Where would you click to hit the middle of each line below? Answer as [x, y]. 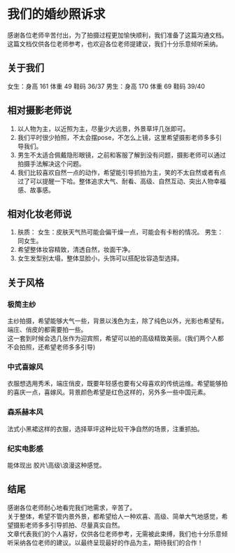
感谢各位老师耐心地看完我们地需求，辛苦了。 [72, 507]
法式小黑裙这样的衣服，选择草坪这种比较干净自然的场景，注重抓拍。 [105, 428]
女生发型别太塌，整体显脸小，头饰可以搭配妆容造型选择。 [100, 258]
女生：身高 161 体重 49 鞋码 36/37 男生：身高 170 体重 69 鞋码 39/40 [106, 86]
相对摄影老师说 [40, 110]
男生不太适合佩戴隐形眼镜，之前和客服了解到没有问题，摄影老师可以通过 [121, 155]
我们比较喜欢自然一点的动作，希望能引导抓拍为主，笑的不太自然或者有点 [121, 172]
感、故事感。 [36, 190]
